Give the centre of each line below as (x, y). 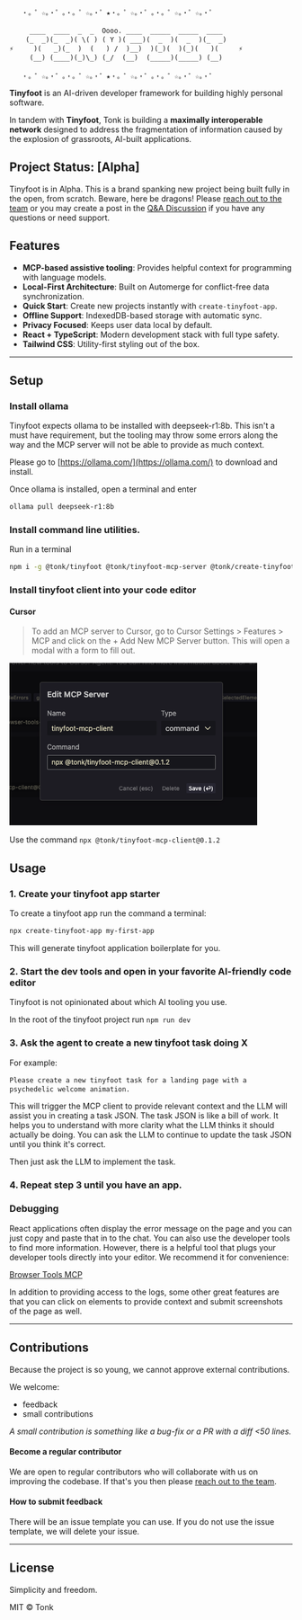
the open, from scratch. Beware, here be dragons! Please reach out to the (146, 198)
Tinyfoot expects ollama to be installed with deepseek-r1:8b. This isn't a (142, 426)
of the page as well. (46, 1311)
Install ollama (39, 405)
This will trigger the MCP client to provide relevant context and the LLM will (148, 1106)
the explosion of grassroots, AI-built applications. (100, 139)
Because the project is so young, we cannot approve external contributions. (150, 1369)
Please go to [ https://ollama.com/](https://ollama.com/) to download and (144, 462)
